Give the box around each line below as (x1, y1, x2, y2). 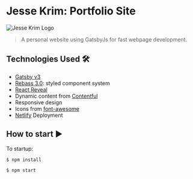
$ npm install (6, 157, 42, 163)
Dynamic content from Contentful (14, 92, 98, 99)
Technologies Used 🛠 (6, 54, 90, 64)
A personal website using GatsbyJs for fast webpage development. (20, 36, 188, 43)
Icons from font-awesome (14, 105, 79, 112)
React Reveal (14, 86, 48, 93)
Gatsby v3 (14, 73, 41, 80)
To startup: (6, 145, 34, 152)
